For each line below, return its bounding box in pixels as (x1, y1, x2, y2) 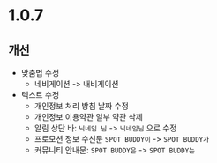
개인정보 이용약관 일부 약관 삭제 (34, 112, 143, 122)
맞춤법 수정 (20, 68, 60, 78)
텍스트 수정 (20, 90, 60, 100)
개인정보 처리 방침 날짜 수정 (34, 100, 129, 111)
